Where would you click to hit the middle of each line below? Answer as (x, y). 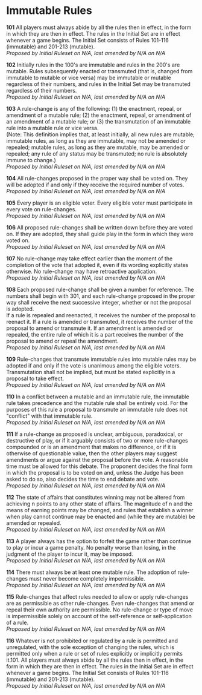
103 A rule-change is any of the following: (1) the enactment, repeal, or (94, 108)
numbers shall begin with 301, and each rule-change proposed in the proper (101, 296)
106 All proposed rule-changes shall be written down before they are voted (99, 227)
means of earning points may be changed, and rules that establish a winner (100, 510)
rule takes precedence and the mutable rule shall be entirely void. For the (97, 403)
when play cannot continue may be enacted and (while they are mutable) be (101, 516)
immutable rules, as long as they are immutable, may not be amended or (96, 140)
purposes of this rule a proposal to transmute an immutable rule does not (97, 409)
